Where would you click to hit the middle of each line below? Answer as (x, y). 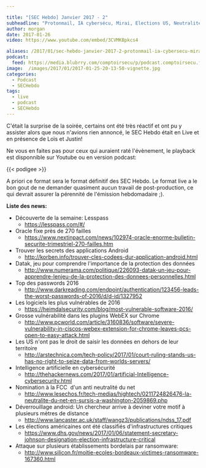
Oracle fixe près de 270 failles (53, 231)
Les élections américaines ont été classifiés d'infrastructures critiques (104, 426)
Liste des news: (27, 205)
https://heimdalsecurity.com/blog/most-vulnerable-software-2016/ (109, 309)
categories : (21, 74)
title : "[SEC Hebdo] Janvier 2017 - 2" (57, 17)
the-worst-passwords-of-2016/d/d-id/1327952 (83, 296)
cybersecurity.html (48, 380)
